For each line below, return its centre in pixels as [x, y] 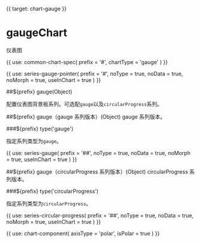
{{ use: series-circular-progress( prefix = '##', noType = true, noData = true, [100, 215]
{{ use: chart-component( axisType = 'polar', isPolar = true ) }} [83, 233]
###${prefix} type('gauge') [40, 129]
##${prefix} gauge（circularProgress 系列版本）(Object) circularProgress [97, 171]
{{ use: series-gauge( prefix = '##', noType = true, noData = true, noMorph [98, 153]
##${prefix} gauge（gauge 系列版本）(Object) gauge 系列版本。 [86, 117]
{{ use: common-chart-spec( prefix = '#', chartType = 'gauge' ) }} [87, 62]
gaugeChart [37, 33]
